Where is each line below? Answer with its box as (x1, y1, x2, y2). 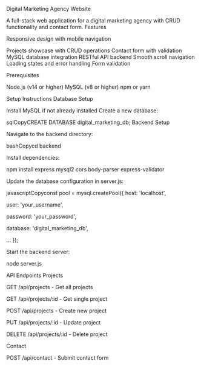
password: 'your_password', (6, 213, 77, 220)
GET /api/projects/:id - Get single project (6, 295, 108, 303)
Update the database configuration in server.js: (6, 177, 124, 185)
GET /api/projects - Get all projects (6, 284, 93, 290)
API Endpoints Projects (6, 272, 64, 279)
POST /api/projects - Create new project (6, 307, 107, 314)
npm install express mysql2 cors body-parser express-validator (6, 166, 165, 173)
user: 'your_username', (6, 201, 64, 208)
